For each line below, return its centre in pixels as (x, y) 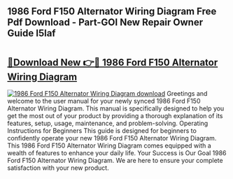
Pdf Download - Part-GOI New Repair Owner (105, 23)
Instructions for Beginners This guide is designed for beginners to (102, 131)
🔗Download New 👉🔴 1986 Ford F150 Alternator (113, 62)
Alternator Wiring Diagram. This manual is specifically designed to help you (116, 108)
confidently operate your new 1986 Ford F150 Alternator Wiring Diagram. (112, 138)
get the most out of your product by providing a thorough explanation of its (115, 116)
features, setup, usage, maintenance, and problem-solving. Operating (108, 123)
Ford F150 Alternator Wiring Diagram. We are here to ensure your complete (115, 160)
